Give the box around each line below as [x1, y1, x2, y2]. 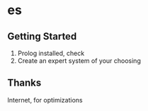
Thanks [7, 77, 42, 89]
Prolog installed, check [17, 49, 85, 57]
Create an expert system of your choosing [17, 57, 142, 65]
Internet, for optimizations [7, 95, 83, 104]
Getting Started [7, 30, 77, 42]
